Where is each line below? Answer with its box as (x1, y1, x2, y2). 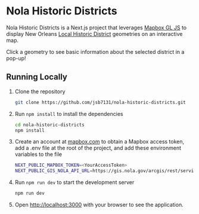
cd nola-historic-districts (14, 121, 85, 128)
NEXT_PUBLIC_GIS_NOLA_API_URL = (14, 168, 93, 174)
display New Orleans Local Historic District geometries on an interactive (6, 30, 183, 37)
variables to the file (14, 151, 63, 158)
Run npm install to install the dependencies (14, 110, 123, 117)
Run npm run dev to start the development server (14, 179, 135, 186)
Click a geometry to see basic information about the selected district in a (6, 48, 185, 55)
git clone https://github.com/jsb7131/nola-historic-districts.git (14, 99, 186, 105)
